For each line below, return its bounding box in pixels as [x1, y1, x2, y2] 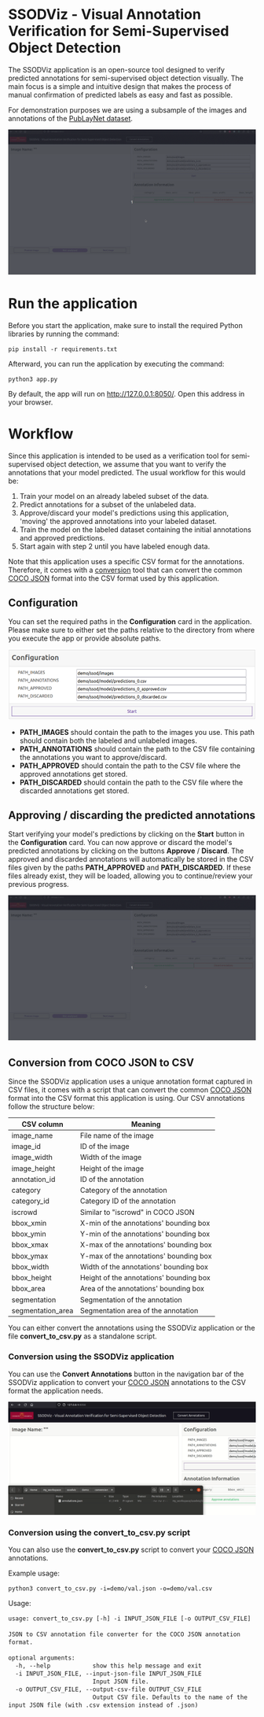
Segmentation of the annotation [79, 1294, 182, 1304]
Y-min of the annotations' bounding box [79, 1229, 211, 1239]
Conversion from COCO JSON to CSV [8, 1056, 195, 1069]
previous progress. [8, 880, 69, 889]
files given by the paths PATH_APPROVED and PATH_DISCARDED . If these [8, 863, 251, 873]
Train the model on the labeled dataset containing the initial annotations [19, 525, 251, 534]
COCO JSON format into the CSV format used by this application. [8, 573, 220, 583]
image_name [11, 1131, 53, 1140]
